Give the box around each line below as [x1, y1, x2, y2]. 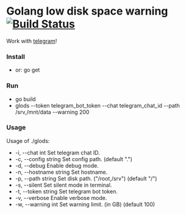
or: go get [15, 66, 40, 74]
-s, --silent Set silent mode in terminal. [15, 181, 112, 188]
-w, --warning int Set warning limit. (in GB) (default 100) [15, 201, 156, 208]
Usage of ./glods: [6, 137, 50, 144]
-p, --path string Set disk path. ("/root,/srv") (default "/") [15, 174, 157, 182]
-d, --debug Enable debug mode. [15, 162, 99, 169]
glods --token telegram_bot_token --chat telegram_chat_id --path [15, 102, 180, 109]
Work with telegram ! [6, 37, 57, 44]
